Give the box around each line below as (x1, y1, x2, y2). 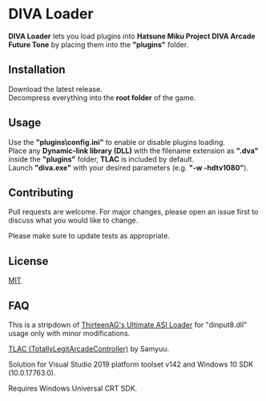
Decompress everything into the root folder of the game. (8, 93, 196, 102)
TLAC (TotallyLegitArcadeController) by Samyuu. (8, 344, 170, 353)
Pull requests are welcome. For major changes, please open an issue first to (8, 207, 259, 217)
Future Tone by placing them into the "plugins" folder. (8, 39, 189, 49)
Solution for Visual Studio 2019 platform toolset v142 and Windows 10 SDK (8, 359, 254, 369)
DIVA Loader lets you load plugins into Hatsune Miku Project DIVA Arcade (8, 31, 256, 41)
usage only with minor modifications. (8, 329, 131, 338)
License (8, 254, 49, 268)
